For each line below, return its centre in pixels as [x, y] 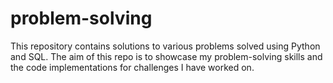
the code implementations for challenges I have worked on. [132, 67]
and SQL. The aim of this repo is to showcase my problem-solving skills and [166, 56]
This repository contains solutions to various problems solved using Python [165, 46]
